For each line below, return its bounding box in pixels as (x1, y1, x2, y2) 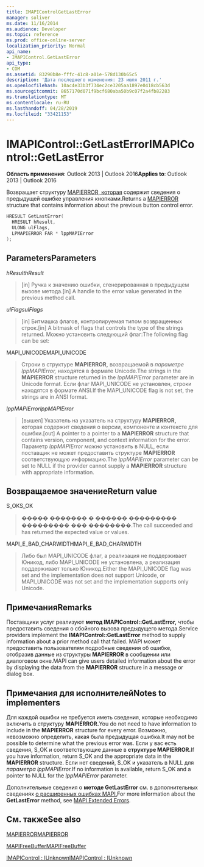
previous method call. (21, 294, 76, 301)
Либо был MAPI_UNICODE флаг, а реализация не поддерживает (21, 552, 187, 560)
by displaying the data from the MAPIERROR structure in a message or (6, 664, 184, 671)
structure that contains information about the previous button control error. (6, 202, 194, 209)
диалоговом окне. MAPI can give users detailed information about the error (6, 657, 196, 665)
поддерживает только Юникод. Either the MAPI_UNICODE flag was (21, 565, 191, 573)
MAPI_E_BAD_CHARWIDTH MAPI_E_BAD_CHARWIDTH (6, 540, 142, 548)
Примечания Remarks (6, 602, 93, 613)
